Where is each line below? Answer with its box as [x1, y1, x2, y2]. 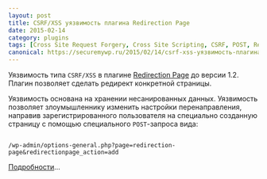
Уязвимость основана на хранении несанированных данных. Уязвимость [8, 94, 258, 103]
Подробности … [8, 162, 61, 171]
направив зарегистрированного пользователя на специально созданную [8, 111, 258, 120]
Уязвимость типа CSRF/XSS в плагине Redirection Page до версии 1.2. [8, 70, 239, 79]
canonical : [8, 48, 44, 56]
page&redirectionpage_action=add [8, 148, 119, 156]
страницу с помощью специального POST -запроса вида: [8, 120, 199, 128]
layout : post [8, 11, 52, 20]
